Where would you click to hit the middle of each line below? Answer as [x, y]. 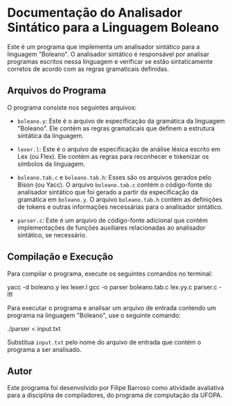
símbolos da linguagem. [51, 164]
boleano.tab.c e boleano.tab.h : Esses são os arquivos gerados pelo [114, 177]
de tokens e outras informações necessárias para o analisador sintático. [120, 207]
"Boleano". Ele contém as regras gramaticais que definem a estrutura [116, 128]
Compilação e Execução [60, 257]
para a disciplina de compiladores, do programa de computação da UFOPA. [115, 395]
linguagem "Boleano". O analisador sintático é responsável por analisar [108, 54]
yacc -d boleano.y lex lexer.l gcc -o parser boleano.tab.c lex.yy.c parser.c [112, 287]
